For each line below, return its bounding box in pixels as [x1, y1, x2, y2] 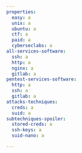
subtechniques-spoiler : [6, 116, 66, 122]
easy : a [11, 15, 31, 21]
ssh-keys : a [11, 127, 42, 133]
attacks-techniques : [6, 99, 58, 105]
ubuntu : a [11, 25, 36, 32]
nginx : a [11, 65, 34, 71]
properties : [6, 8, 36, 15]
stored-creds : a [11, 122, 52, 128]
